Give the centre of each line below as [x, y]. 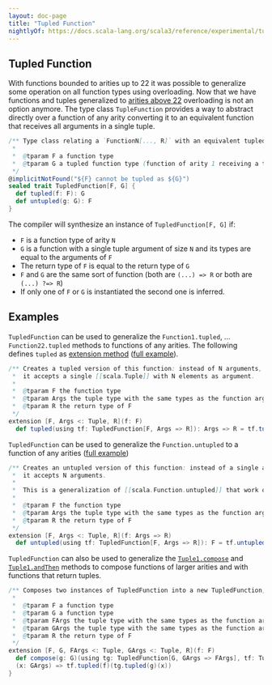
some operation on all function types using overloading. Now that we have [132, 92]
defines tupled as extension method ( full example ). [93, 354]
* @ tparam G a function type [63, 613]
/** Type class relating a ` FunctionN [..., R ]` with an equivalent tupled [137, 141]
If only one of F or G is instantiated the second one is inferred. [122, 291]
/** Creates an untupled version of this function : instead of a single [134, 468]
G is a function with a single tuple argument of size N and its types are [135, 249]
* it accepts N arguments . [59, 475]
